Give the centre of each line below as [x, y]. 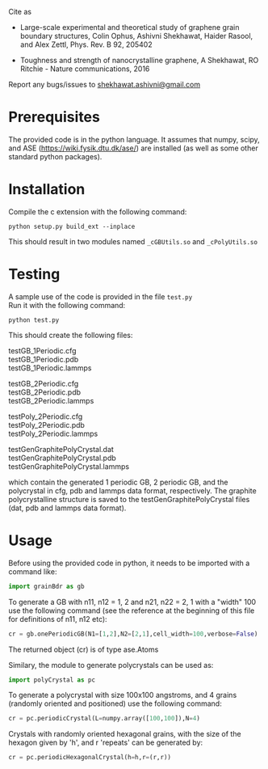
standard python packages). [55, 156]
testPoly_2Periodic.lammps [53, 433]
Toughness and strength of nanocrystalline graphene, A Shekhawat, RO [139, 60]
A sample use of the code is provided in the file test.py [100, 296]
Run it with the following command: [67, 305]
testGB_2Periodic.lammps [51, 400]
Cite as [20, 12]
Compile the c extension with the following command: [98, 211]
